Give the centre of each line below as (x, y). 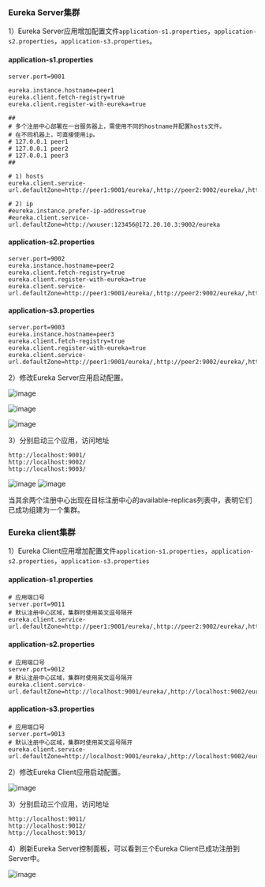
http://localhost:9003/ (47, 469)
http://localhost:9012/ (47, 826)
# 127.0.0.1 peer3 (38, 156)
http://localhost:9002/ (47, 462)
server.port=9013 (37, 734)
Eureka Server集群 (44, 12)
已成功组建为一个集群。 (46, 509)
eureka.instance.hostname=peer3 (61, 334)
